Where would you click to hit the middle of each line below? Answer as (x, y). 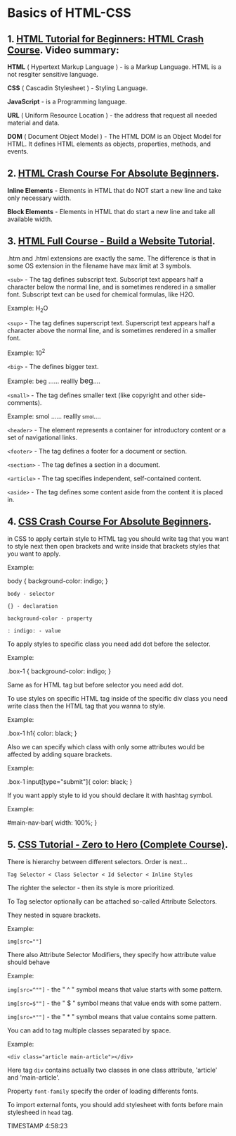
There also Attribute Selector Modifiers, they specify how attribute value (112, 954)
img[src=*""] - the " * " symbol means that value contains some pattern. (112, 1016)
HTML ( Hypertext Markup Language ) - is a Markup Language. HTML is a (114, 67)
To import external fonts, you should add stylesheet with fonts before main (115, 1104)
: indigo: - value (34, 631)
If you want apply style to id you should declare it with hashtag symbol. (110, 795)
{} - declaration (33, 606)
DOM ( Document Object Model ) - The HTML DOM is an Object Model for (114, 136)
